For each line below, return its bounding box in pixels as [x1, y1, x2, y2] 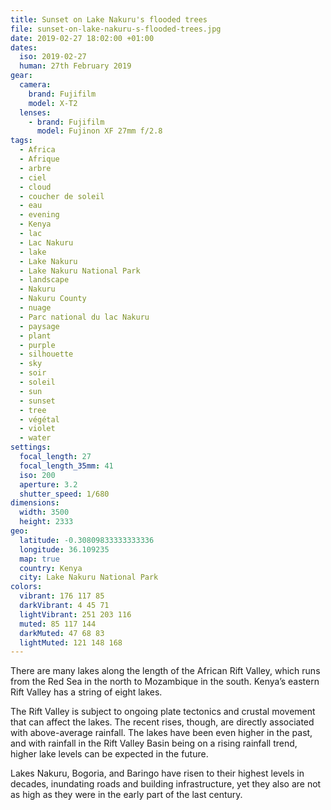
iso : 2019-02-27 [19, 52, 87, 62]
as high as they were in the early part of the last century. [10, 789, 243, 801]
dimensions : [10, 498, 60, 508]
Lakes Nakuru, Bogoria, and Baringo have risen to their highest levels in [10, 767, 305, 780]
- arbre [19, 163, 52, 173]
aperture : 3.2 [19, 479, 78, 490]
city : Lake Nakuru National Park [19, 572, 159, 583]
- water [19, 433, 52, 443]
